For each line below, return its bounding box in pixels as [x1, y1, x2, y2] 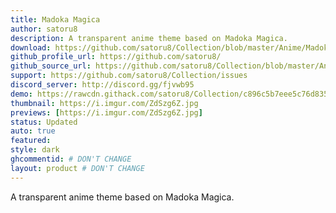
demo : [10, 89, 33, 99]
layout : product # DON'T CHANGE [10, 163, 145, 173]
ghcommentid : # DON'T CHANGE [10, 154, 132, 164]
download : [10, 42, 52, 53]
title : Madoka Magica [10, 14, 101, 25]
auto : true [10, 126, 56, 136]
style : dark [10, 145, 60, 155]
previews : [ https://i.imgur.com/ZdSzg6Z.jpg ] [10, 107, 203, 118]
